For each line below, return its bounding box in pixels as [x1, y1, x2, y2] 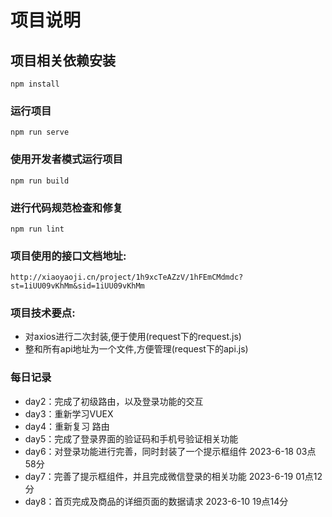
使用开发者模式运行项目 [10, 152, 123, 166]
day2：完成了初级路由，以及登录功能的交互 [24, 395, 204, 407]
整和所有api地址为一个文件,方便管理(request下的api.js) [24, 343, 249, 355]
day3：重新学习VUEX [24, 407, 114, 420]
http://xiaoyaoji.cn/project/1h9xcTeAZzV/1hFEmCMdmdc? [10, 272, 244, 283]
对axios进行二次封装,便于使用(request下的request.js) [24, 331, 242, 343]
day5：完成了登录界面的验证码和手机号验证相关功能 [24, 432, 239, 445]
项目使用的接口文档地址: [10, 249, 127, 263]
